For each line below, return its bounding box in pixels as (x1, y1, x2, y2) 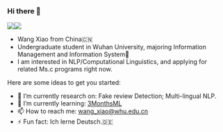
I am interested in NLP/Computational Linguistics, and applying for (17, 58, 207, 66)
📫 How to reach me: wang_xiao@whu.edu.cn (17, 107, 149, 115)
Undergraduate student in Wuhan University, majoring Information (17, 43, 206, 51)
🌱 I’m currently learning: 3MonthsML (17, 99, 122, 108)
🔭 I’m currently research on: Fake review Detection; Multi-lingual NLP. (17, 92, 217, 100)
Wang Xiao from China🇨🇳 (17, 35, 93, 44)
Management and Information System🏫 (17, 50, 130, 58)
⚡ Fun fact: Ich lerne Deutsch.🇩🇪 (17, 117, 113, 126)
